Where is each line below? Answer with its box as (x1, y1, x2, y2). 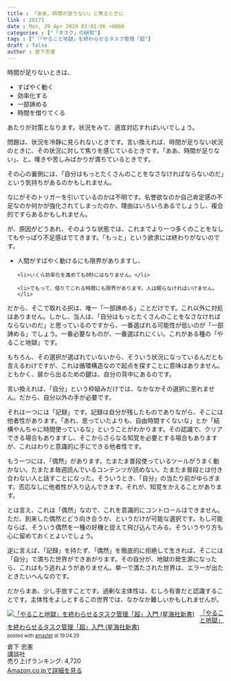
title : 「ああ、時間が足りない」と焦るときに (7, 10, 124, 17)
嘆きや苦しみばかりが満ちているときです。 (34, 155, 155, 163)
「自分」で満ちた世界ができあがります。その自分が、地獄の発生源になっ (7, 554, 212, 563)
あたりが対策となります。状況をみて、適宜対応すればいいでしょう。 (7, 123, 199, 131)
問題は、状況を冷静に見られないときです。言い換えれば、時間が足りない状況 (7, 138, 223, 146)
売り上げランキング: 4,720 (7, 657, 81, 665)
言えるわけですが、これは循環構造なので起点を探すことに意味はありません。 (7, 361, 223, 369)
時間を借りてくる (16, 108, 66, 117)
